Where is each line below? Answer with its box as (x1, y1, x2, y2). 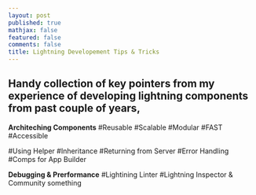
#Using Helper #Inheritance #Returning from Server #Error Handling (8, 146, 229, 156)
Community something (8, 178, 82, 187)
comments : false (8, 41, 61, 49)
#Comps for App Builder (8, 154, 86, 164)
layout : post (8, 11, 51, 20)
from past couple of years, (8, 101, 141, 115)
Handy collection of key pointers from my (8, 77, 215, 90)
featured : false (8, 33, 61, 42)
